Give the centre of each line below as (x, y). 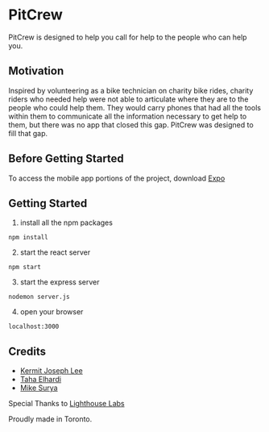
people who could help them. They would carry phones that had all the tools (135, 107)
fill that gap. (28, 133)
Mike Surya (39, 388)
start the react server (55, 252)
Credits (27, 351)
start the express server (60, 282)
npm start (25, 268)
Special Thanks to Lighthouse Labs (66, 404)
